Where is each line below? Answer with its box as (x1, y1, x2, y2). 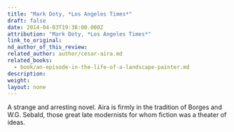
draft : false (7, 17, 46, 24)
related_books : (7, 57, 53, 64)
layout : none (7, 83, 46, 91)
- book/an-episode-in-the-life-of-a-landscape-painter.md (14, 64, 190, 71)
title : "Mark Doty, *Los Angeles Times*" (7, 10, 133, 18)
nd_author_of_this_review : (7, 44, 88, 51)
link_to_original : (7, 37, 62, 44)
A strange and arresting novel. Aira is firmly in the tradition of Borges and (7, 103, 223, 111)
